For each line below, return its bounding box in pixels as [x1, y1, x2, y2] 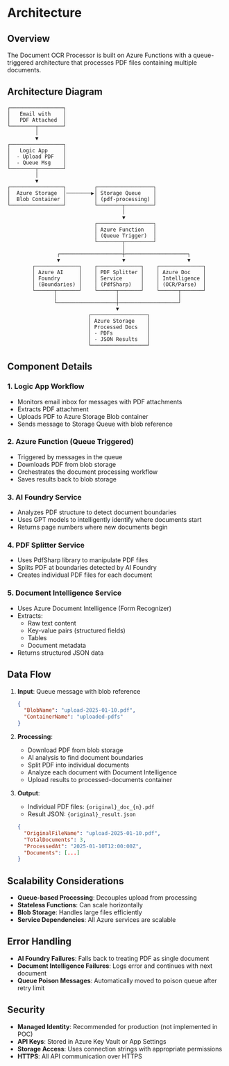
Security [7, 1004, 45, 1016]
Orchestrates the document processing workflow [17, 468, 158, 476]
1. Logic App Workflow [7, 381, 85, 391]
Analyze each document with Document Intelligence [27, 768, 177, 777]
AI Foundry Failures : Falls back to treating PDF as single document [17, 954, 210, 962]
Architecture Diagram [7, 86, 103, 98]
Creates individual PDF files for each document [17, 571, 153, 579]
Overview [7, 33, 51, 45]
